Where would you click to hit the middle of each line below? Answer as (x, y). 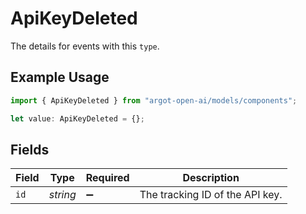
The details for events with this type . (85, 46)
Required (107, 178)
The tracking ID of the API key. (211, 195)
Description (211, 178)
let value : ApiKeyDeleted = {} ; (77, 118)
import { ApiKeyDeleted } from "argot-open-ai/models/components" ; (154, 100)
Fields (30, 149)
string (62, 195)
